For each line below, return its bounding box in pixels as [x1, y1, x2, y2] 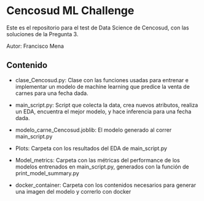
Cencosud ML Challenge [6, 4, 135, 18]
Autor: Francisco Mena [6, 42, 65, 50]
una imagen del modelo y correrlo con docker [15, 188, 131, 195]
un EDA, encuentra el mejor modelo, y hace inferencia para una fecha [15, 108, 192, 115]
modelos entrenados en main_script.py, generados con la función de [15, 163, 189, 170]
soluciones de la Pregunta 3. [6, 30, 79, 37]
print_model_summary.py [15, 169, 80, 176]
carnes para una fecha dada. [15, 89, 88, 97]
